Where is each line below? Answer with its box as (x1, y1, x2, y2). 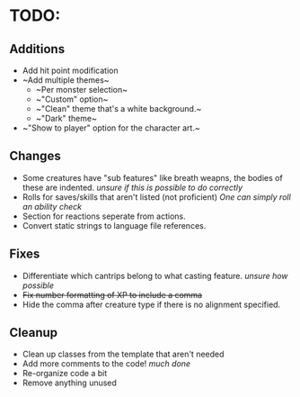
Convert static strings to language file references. (22, 220, 207, 230)
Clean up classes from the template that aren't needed (22, 348, 225, 360)
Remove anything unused (22, 377, 117, 388)
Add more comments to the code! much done (22, 358, 191, 369)
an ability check (22, 201, 83, 212)
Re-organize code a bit (22, 368, 108, 379)
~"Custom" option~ (35, 94, 109, 104)
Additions (9, 41, 66, 57)
